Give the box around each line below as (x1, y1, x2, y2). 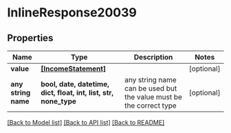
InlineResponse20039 (7, 5, 137, 21)
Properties (7, 32, 54, 44)
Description (133, 53, 173, 62)
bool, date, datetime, (41, 80, 110, 88)
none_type (41, 97, 77, 106)
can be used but (124, 84, 177, 93)
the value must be (124, 93, 182, 101)
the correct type (124, 101, 177, 110)
